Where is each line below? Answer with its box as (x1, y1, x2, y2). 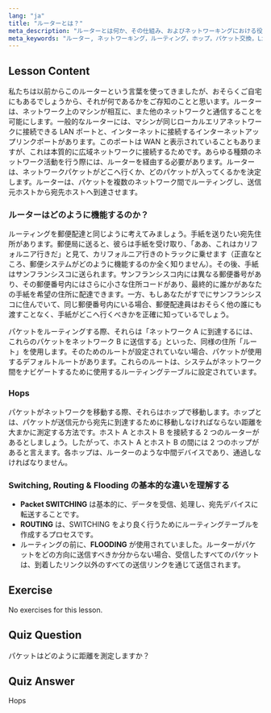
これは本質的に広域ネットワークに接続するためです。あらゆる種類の (29, 147, 256, 157)
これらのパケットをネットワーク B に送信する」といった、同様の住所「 (8, 337, 244, 346)
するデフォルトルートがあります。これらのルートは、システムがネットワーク (8, 357, 262, 367)
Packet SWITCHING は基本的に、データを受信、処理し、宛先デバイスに (19, 499, 259, 508)
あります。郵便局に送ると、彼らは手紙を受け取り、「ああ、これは (22, 239, 237, 249)
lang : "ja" (8, 11, 45, 20)
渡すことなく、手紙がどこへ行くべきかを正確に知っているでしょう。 (8, 309, 234, 319)
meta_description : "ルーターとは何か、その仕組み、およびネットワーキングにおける (8, 27, 257, 35)
